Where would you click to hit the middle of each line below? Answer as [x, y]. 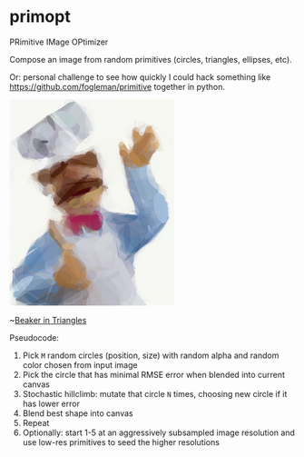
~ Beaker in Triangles [48, 320]
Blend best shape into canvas [78, 413]
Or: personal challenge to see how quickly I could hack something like [140, 77]
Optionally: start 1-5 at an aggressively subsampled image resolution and [158, 432]
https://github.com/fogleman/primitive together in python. [117, 86]
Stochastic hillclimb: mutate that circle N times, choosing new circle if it [155, 393]
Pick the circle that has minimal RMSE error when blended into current [154, 374]
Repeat [36, 422]
